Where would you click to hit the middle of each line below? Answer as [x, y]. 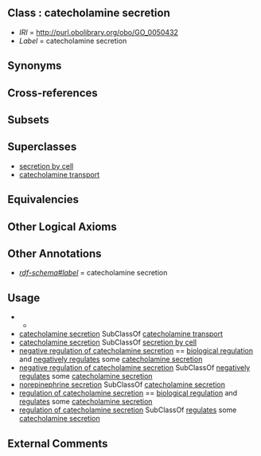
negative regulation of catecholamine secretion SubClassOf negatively [134, 368]
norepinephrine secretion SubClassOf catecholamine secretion [122, 384]
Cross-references [53, 93]
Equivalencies [43, 199]
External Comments [58, 444]
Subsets [28, 120]
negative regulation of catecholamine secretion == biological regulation [136, 351]
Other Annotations [55, 253]
